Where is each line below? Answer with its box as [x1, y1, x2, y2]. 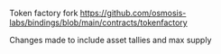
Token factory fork [9, 8, 78, 18]
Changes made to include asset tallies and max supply [9, 35, 212, 45]
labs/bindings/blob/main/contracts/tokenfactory [9, 17, 188, 28]
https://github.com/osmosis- [79, 8, 187, 18]
